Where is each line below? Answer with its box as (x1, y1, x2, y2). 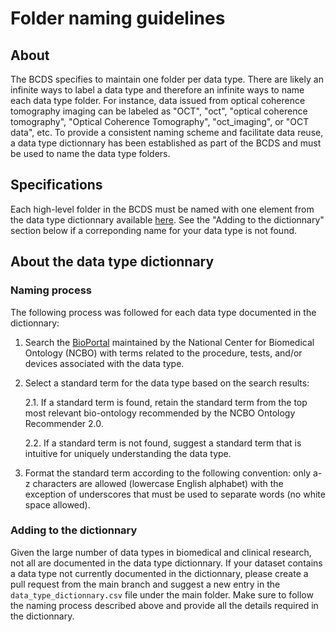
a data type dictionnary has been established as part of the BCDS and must (10, 137, 322, 149)
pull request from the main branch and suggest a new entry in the (10, 578, 281, 590)
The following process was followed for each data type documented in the (10, 306, 317, 318)
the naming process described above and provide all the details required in (10, 599, 319, 611)
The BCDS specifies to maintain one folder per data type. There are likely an (10, 73, 324, 85)
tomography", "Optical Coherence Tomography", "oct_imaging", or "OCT (10, 116, 310, 127)
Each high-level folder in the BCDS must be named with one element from (10, 203, 315, 215)
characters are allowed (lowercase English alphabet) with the (32, 477, 284, 489)
